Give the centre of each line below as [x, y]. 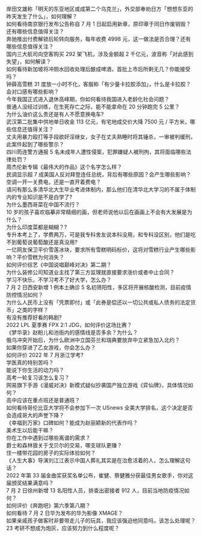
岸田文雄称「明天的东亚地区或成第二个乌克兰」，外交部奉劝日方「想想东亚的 [100, 9]
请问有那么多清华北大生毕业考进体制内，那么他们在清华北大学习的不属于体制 [101, 189]
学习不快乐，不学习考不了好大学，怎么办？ [59, 280]
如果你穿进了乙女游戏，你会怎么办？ [51, 347]
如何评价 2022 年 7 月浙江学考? [45, 355]
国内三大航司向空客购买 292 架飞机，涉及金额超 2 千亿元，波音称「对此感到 [100, 54]
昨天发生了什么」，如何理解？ [42, 16]
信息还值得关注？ [32, 129]
